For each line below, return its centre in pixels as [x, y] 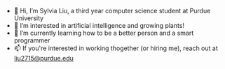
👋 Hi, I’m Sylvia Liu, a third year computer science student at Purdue [112, 11]
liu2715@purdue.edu [43, 58]
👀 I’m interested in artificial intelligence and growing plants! [99, 25]
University [29, 18]
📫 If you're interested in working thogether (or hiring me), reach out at [116, 48]
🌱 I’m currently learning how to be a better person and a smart [104, 33]
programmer [32, 40]
